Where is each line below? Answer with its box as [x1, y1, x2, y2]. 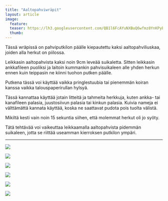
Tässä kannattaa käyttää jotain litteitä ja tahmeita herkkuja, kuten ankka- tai [5, 94, 160, 100]
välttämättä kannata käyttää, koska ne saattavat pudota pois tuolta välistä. [5, 105, 158, 111]
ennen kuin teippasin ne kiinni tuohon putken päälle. [5, 70, 112, 75]
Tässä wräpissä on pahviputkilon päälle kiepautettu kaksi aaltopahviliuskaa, [5, 44, 161, 50]
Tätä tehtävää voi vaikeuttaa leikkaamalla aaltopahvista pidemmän [5, 124, 141, 130]
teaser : [9, 26, 26, 31]
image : [5, 16, 19, 21]
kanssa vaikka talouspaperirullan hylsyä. [5, 85, 88, 90]
